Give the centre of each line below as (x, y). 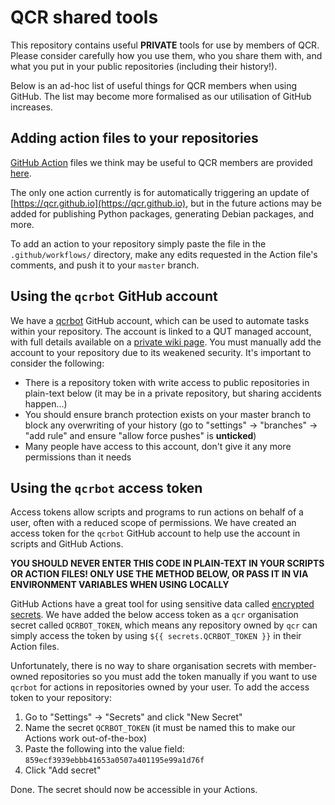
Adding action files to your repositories (134, 138)
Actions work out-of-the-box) (86, 738)
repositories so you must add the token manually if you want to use (179, 677)
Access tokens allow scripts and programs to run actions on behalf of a (157, 512)
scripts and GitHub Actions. (67, 544)
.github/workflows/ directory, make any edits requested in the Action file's (164, 254)
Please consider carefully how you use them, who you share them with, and (166, 55)
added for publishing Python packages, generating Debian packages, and (162, 213)
